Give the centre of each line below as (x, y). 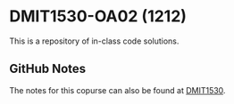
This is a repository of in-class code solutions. (94, 41)
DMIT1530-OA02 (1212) (98, 16)
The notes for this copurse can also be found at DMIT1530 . (117, 90)
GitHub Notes (48, 69)
